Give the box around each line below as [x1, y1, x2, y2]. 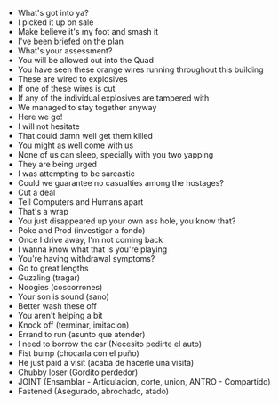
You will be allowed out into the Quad [17, 55, 154, 65]
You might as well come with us [17, 140, 134, 150]
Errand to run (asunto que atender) [17, 329, 146, 339]
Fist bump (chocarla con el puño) [17, 348, 139, 359]
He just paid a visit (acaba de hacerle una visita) [17, 358, 195, 368]
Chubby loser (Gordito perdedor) [17, 367, 139, 377]
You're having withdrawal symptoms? [17, 254, 155, 263]
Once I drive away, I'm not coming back [17, 235, 163, 245]
